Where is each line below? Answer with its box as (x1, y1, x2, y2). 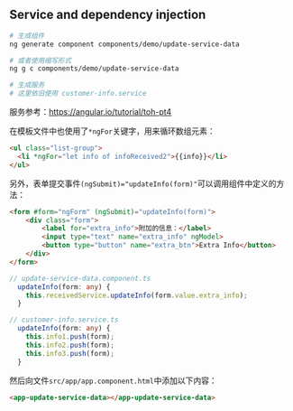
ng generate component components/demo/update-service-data (9, 40, 241, 49)
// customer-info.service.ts (9, 315, 119, 324)
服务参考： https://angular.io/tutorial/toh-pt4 (9, 107, 172, 117)
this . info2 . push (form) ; (25, 341, 115, 350)
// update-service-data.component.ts (9, 274, 151, 283)
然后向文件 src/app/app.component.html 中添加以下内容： (9, 375, 218, 386)
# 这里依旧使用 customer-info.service (9, 89, 147, 98)
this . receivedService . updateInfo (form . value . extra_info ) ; (25, 291, 248, 300)
